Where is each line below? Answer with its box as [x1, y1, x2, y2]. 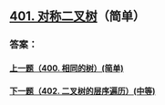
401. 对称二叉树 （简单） [9, 8, 146, 25]
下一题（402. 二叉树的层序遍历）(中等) [9, 85, 156, 96]
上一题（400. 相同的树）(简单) [9, 62, 125, 73]
